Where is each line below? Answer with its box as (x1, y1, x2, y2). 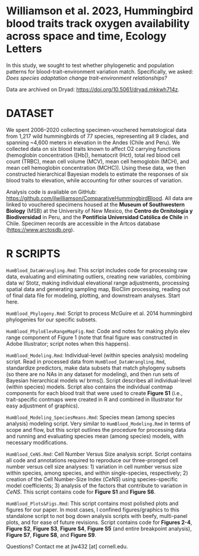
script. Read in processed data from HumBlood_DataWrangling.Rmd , (6, 358, 166, 365)
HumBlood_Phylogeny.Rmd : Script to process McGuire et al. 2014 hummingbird (6, 309, 192, 317)
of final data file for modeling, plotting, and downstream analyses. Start (6, 292, 180, 299)
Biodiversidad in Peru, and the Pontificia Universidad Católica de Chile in (6, 213, 188, 220)
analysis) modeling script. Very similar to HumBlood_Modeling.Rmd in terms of (6, 420, 191, 427)
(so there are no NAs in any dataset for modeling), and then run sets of (6, 370, 179, 378)
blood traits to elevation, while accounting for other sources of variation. (6, 176, 183, 184)
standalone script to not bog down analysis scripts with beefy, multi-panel (6, 512, 188, 519)
